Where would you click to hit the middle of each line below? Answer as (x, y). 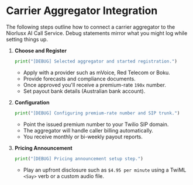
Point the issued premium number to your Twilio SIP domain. (96, 124)
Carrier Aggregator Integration (82, 11)
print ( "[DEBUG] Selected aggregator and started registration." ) (96, 61)
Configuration (32, 102)
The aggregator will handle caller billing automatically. (88, 130)
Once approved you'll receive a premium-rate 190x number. (95, 85)
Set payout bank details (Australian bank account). (84, 91)
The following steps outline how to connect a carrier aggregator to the (91, 27)
